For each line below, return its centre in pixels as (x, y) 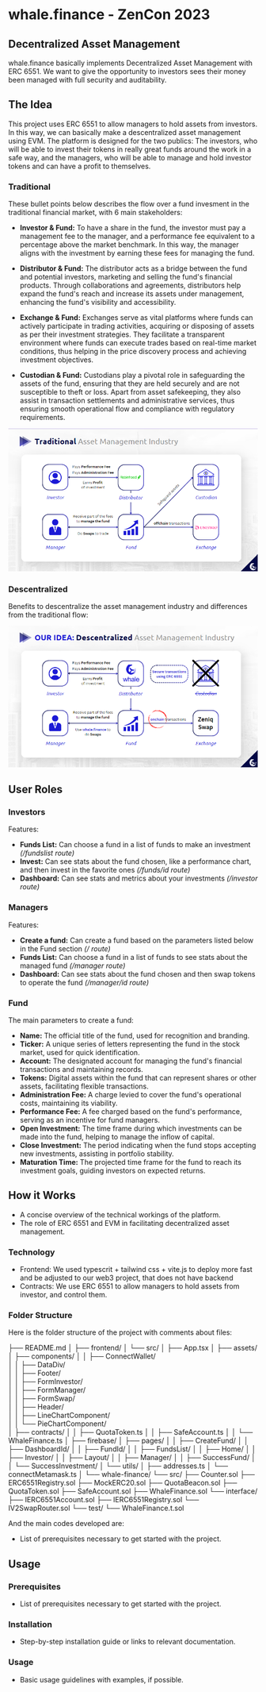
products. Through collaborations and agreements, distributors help (130, 285)
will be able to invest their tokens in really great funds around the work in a (130, 149)
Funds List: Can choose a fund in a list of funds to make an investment (135, 845)
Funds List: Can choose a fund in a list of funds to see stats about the (133, 957)
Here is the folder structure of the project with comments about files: (120, 1332)
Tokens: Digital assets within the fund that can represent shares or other (138, 1078)
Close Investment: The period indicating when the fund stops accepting (138, 1146)
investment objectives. (56, 360)
